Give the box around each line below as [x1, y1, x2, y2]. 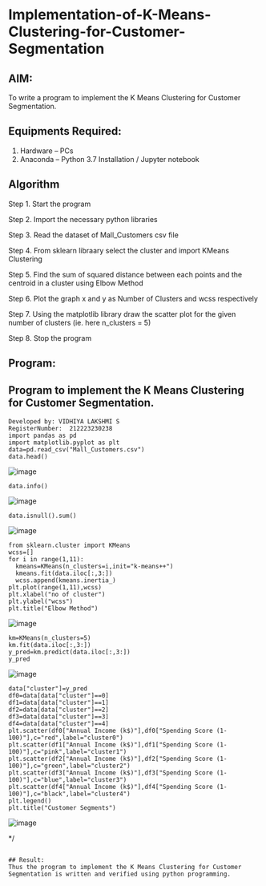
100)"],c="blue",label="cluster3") [8, 775, 127, 783]
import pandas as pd [8, 431, 78, 439]
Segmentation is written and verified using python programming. [8, 870, 231, 878]
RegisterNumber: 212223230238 [8, 424, 113, 432]
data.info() [8, 482, 48, 490]
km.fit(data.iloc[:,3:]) [8, 641, 91, 649]
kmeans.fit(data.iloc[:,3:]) [15, 569, 113, 577]
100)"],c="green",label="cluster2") [8, 762, 131, 770]
